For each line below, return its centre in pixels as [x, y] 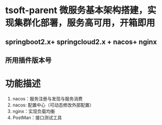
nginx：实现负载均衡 [34, 111]
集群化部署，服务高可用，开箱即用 [85, 23]
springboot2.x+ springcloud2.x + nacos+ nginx [81, 42]
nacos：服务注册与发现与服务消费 [48, 98]
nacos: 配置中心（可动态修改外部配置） [53, 105]
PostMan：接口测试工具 [37, 117]
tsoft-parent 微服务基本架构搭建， [76, 10]
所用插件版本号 [28, 60]
